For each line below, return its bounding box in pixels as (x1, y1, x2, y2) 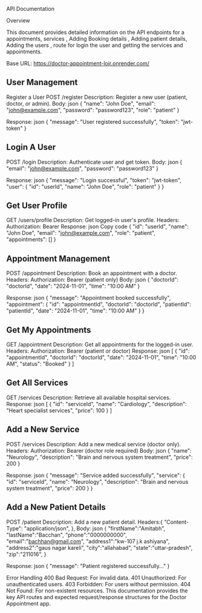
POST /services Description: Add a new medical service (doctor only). (6, 440, 181, 448)
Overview (6, 17, 30, 24)
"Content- (164, 518, 189, 526)
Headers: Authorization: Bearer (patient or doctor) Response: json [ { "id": (6, 347, 190, 354)
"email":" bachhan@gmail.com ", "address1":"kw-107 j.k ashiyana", (6, 537, 170, 545)
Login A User (6, 142, 56, 152)
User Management (6, 77, 78, 87)
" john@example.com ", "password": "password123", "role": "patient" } (6, 106, 180, 113)
